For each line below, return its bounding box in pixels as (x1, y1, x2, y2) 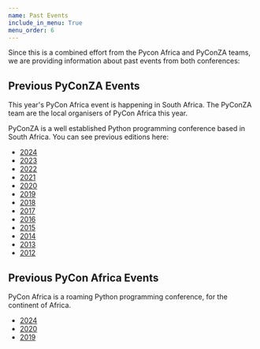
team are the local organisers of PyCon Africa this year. (8, 108, 188, 118)
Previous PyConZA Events (8, 79, 140, 92)
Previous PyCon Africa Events (8, 271, 159, 284)
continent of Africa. (8, 301, 72, 310)
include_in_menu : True (8, 19, 83, 27)
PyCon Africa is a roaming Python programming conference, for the (8, 292, 228, 301)
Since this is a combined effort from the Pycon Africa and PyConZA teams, (8, 48, 251, 58)
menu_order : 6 (8, 26, 55, 34)
